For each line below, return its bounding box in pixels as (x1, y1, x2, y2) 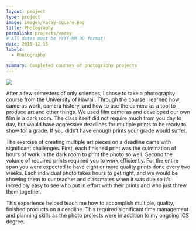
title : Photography (6, 25, 54, 31)
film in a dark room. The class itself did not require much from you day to (6, 115, 182, 122)
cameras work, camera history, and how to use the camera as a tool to (6, 102, 176, 109)
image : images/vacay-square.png (6, 19, 85, 25)
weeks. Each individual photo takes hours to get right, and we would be (6, 169, 178, 176)
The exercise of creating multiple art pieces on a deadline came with (6, 138, 171, 145)
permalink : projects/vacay (6, 30, 72, 36)
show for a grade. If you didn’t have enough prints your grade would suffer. (6, 127, 187, 134)
